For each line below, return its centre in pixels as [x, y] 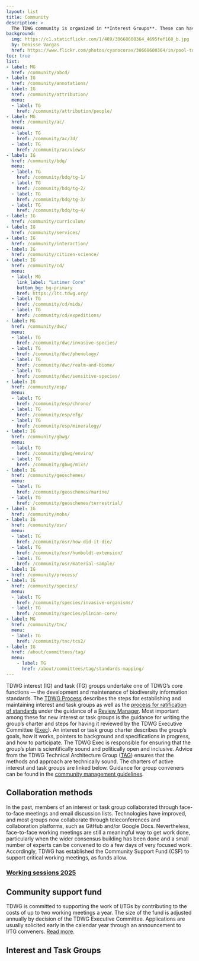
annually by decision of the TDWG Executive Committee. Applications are [96, 919]
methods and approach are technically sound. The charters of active [90, 761]
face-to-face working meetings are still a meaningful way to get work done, [98, 832]
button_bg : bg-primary [45, 288]
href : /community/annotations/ [50, 84]
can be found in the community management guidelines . [75, 774]
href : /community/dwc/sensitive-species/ [68, 376]
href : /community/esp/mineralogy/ [59, 426]
